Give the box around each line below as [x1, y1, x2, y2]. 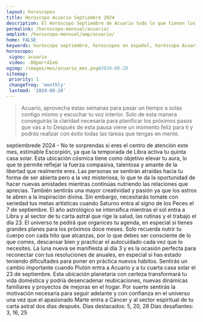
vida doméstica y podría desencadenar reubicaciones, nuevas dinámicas [6, 277, 188, 284]
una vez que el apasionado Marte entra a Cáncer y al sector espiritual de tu [6, 296, 194, 303]
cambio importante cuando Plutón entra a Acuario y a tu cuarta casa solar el [6, 264, 196, 271]
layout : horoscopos [6, 8, 56, 15]
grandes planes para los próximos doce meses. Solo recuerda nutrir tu [6, 225, 182, 232]
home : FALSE [6, 37, 36, 43]
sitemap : [6, 71, 28, 77]
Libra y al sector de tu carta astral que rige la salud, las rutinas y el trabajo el [6, 212, 196, 220]
